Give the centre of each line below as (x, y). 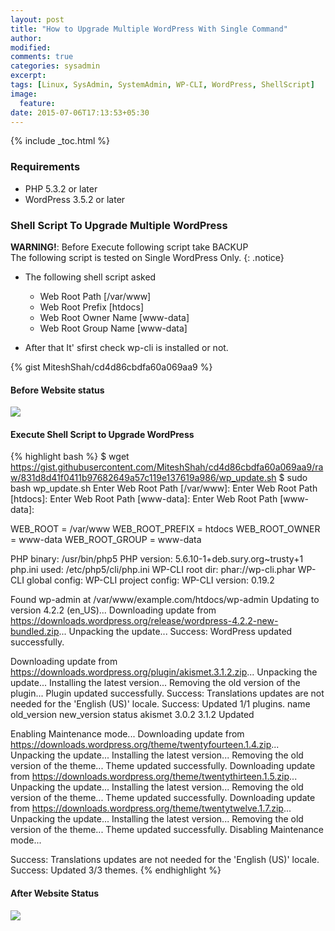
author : (26, 38)
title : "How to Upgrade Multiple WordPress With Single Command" (149, 29)
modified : (31, 47)
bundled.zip (35, 632)
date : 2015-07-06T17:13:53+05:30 (80, 112)
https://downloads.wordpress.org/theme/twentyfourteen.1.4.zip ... (145, 745)
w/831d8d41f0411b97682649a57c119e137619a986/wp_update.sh (143, 478)
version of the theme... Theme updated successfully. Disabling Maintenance (167, 830)
